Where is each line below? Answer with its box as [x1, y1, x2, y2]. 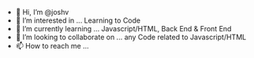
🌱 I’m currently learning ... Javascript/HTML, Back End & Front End [15, 24, 232, 33]
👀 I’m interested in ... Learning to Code [15, 16, 141, 25]
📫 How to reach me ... [15, 42, 89, 50]
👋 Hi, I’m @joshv [15, 8, 69, 16]
